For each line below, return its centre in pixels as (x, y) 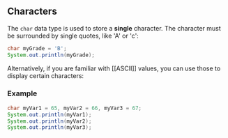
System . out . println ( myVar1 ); (50, 114)
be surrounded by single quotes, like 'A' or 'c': (73, 36)
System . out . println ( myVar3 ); (50, 128)
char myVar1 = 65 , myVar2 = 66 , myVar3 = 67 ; (75, 108)
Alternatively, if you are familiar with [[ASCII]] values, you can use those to (114, 68)
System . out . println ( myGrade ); (51, 55)
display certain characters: (46, 75)
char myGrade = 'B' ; (37, 48)
